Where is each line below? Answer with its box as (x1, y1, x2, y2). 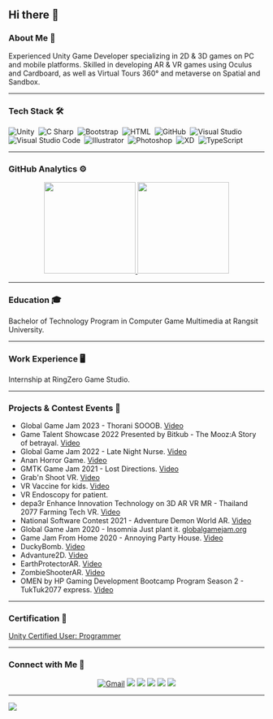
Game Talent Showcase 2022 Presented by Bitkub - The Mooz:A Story (19, 430, 257, 440)
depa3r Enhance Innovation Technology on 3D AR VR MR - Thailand (19, 499, 249, 509)
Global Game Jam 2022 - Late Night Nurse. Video (19, 447, 187, 457)
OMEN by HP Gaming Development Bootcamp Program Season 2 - (19, 576, 245, 586)
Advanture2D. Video (19, 550, 89, 561)
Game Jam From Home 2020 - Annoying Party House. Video (19, 533, 223, 543)
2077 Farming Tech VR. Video (19, 507, 120, 517)
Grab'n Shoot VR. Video (19, 473, 100, 483)
